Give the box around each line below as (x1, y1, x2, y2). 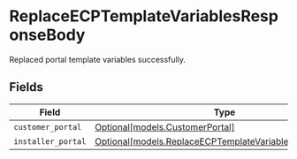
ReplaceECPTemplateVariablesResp (9, 6, 278, 26)
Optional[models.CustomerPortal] (94, 121, 235, 133)
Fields (9, 79, 44, 95)
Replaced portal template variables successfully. (9, 54, 186, 64)
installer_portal (13, 136, 87, 147)
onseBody (9, 25, 86, 45)
